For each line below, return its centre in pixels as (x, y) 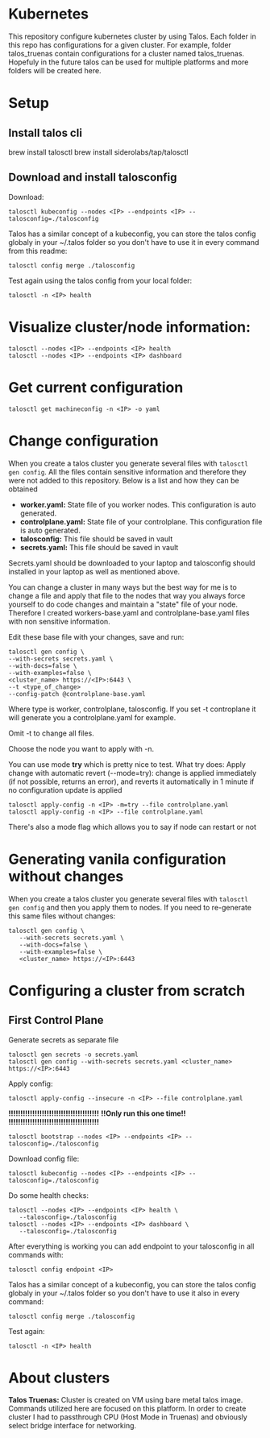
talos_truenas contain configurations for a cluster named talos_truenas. (126, 53)
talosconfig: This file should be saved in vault (96, 539)
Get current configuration (96, 387)
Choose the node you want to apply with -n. (81, 748)
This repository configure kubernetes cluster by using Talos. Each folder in (132, 36)
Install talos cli (46, 133)
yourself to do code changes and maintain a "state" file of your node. (123, 604)
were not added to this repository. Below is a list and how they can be (124, 480)
